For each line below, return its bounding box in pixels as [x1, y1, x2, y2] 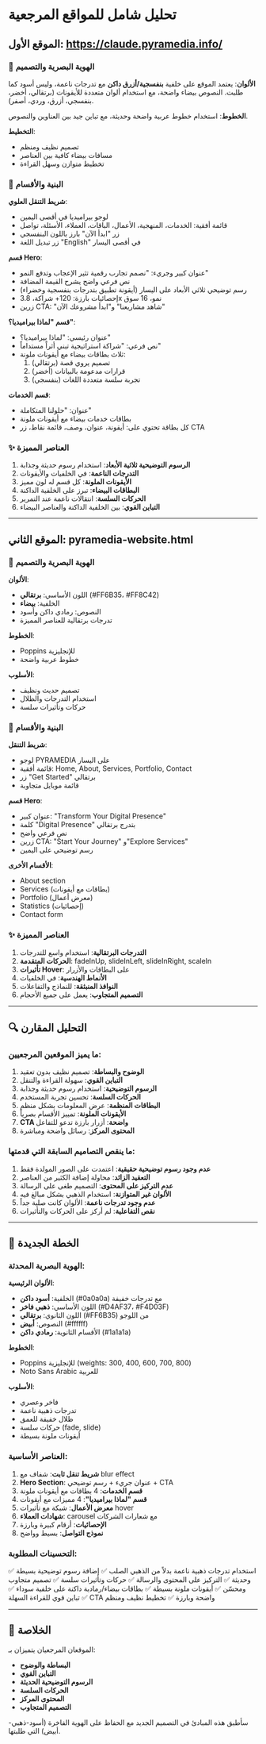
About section [19, 876, 66, 886]
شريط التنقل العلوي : [8, 197, 68, 206]
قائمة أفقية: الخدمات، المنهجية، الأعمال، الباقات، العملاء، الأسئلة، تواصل [19, 221, 228, 230]
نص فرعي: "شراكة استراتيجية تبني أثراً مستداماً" [19, 341, 161, 351]
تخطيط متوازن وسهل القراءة [19, 159, 104, 168]
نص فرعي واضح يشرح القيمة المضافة [19, 276, 131, 287]
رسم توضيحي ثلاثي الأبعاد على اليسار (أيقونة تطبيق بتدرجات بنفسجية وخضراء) [19, 285, 248, 295]
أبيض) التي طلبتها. [8, 1726, 61, 1735]
